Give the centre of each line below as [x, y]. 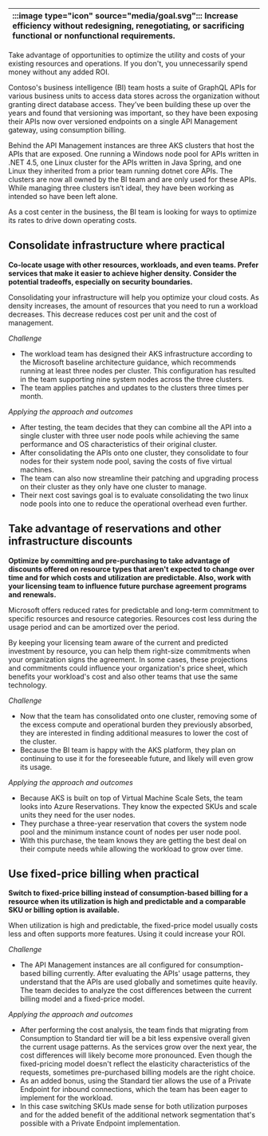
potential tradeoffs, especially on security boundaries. [100, 281]
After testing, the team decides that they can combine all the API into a [136, 427]
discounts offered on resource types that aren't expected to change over [132, 569]
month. [32, 396]
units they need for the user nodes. [77, 815]
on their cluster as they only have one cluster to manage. [113, 486]
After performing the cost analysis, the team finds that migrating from [134, 1030]
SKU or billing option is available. [64, 910]
